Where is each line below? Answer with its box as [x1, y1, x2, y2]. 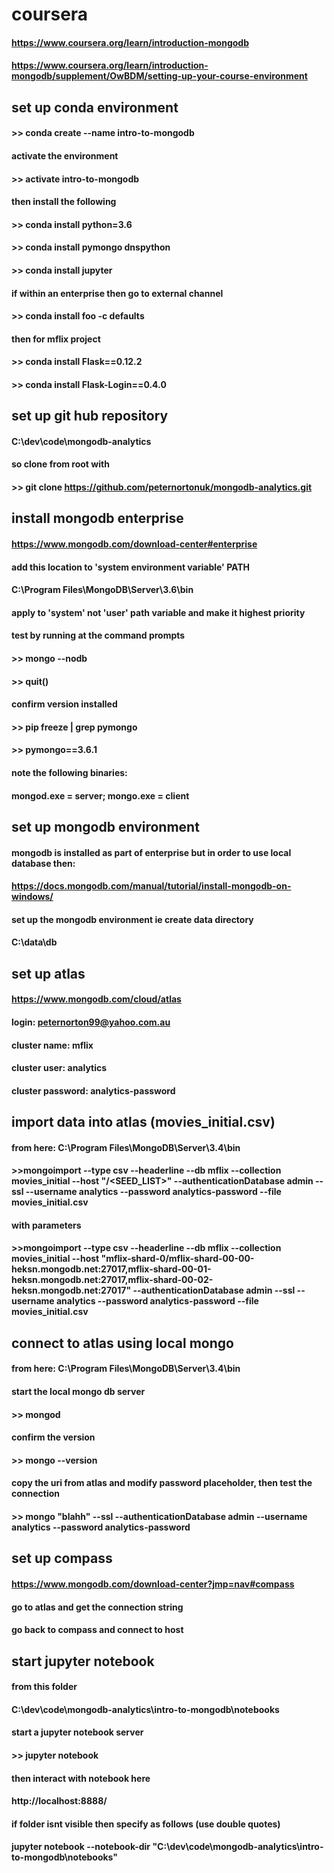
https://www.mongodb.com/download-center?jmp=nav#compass [11, 1578, 295, 1590]
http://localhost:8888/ [11, 1795, 108, 1807]
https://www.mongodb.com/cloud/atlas [11, 993, 182, 1005]
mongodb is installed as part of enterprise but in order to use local [11, 846, 292, 858]
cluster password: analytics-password [11, 1084, 176, 1097]
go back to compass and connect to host [11, 1624, 184, 1636]
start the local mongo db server [11, 1386, 146, 1398]
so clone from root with [11, 458, 110, 470]
